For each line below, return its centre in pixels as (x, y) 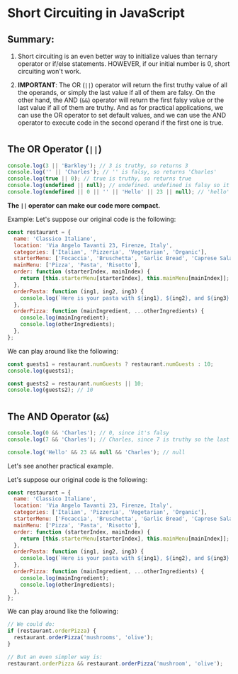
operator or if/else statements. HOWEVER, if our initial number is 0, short (124, 64)
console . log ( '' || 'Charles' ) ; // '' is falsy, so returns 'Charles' (112, 172)
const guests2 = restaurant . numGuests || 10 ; (75, 383)
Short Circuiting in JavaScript (96, 13)
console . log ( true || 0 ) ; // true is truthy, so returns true (100, 179)
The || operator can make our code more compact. (84, 205)
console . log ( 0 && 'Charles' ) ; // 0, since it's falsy (89, 433)
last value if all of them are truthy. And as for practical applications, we (120, 107)
